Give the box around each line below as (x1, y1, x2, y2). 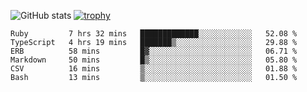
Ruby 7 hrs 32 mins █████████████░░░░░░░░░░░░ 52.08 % (10, 29, 298, 39)
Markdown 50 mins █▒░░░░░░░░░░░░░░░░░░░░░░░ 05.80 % (10, 55, 298, 65)
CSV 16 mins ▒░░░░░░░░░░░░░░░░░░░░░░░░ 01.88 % (10, 64, 298, 74)
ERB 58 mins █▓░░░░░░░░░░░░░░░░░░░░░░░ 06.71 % (10, 46, 298, 56)
